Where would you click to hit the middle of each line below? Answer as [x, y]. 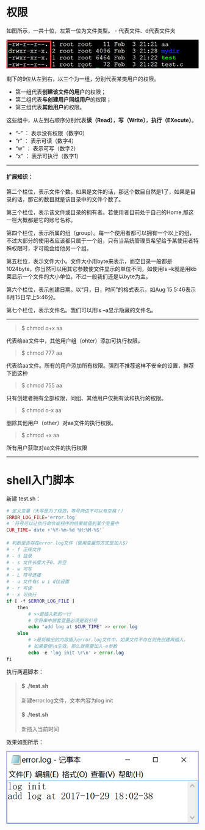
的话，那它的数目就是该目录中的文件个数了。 [67, 199]
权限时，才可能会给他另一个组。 [52, 248]
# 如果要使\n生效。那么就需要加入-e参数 [73, 647]
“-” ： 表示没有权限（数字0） [52, 133]
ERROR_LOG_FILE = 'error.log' [42, 517]
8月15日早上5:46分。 [33, 297]
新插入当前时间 [40, 729]
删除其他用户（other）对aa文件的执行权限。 [62, 423]
